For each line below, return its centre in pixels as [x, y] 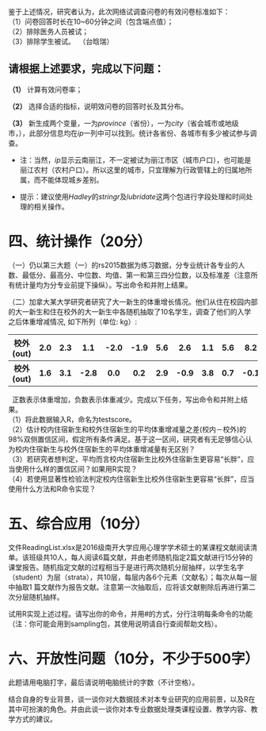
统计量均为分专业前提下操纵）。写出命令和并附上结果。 [103, 285]
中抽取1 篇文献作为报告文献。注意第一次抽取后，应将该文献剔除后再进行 [125, 587]
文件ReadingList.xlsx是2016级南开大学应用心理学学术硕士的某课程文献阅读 [129, 547]
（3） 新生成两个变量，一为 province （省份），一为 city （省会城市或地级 [123, 123]
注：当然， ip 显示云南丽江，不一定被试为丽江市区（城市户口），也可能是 [135, 160]
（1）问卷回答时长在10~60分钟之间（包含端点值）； [91, 21]
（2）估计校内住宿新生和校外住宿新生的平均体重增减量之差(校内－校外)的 [127, 429]
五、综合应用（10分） [78, 523]
